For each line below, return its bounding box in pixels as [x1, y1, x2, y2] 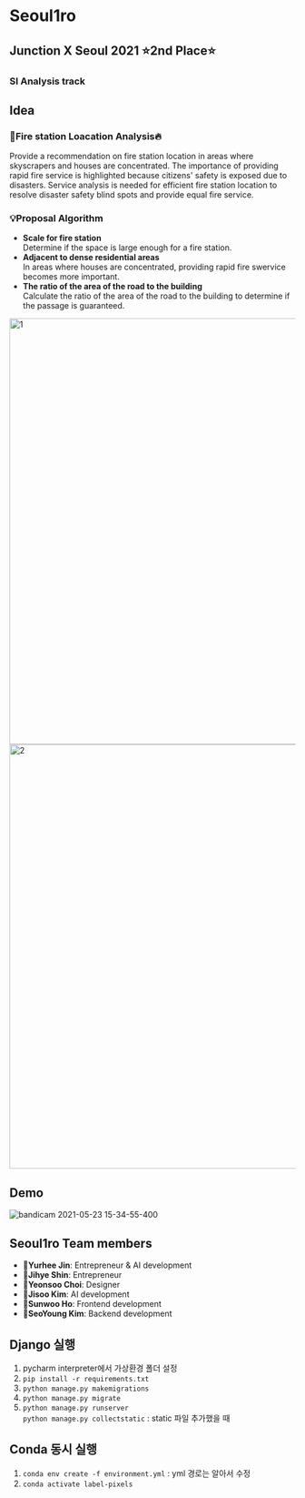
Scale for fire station [22, 233, 102, 244]
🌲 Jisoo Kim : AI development [22, 1289, 130, 1300]
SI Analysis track [9, 75, 86, 87]
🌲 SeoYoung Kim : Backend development [22, 1308, 172, 1320]
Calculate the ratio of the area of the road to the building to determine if [22, 290, 290, 301]
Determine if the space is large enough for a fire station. [22, 242, 232, 253]
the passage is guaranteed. [22, 300, 125, 311]
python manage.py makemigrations [22, 1384, 150, 1393]
